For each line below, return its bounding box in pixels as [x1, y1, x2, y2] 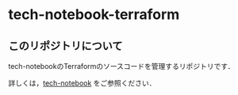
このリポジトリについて [8, 39, 123, 52]
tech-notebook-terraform [8, 6, 180, 24]
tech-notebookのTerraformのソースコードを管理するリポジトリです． [8, 62, 236, 70]
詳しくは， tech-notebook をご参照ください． [8, 78, 156, 88]
